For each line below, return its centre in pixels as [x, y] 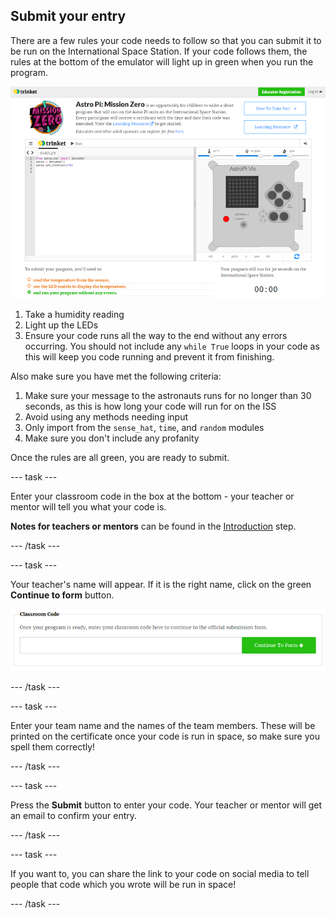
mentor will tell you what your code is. [88, 506]
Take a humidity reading [74, 314]
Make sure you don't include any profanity [112, 438]
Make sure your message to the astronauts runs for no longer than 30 [168, 395]
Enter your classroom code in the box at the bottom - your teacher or [152, 496]
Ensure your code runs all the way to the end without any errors [156, 335]
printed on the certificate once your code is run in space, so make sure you [165, 736]
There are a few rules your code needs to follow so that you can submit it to [166, 40]
